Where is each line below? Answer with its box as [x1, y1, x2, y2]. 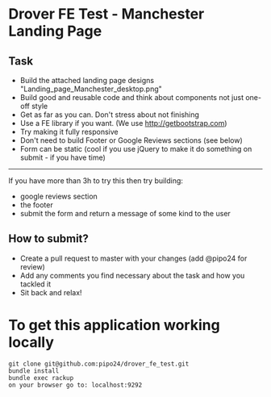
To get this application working [8, 316, 220, 334]
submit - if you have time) [19, 153, 106, 162]
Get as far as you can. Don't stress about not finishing [19, 110, 200, 119]
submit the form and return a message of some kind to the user [19, 209, 231, 218]
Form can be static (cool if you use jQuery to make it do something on [19, 144, 252, 153]
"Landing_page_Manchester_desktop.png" [19, 84, 163, 94]
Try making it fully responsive [19, 127, 119, 136]
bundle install [8, 366, 60, 375]
